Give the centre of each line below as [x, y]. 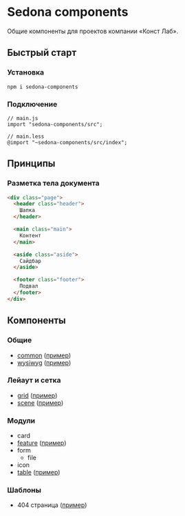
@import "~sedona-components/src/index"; [67, 142]
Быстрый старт [42, 53]
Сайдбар [30, 261]
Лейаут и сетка [34, 380]
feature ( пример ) [42, 443]
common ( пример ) [44, 355]
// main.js [23, 118]
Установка [26, 72]
